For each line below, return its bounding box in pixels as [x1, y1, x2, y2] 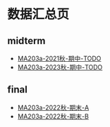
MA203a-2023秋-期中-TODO [17, 63, 103, 71]
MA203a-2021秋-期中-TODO [17, 54, 102, 62]
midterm [7, 34, 46, 46]
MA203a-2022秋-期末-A [17, 103, 90, 112]
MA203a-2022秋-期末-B [17, 112, 90, 120]
